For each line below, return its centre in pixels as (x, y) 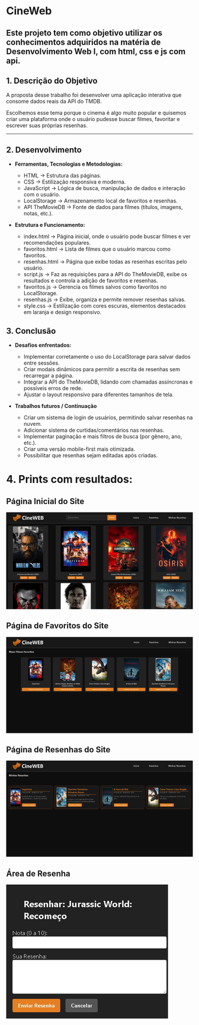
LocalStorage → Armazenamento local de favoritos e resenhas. (100, 201)
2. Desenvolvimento (44, 150)
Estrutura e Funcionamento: (50, 225)
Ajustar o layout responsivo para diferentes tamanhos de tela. (99, 395)
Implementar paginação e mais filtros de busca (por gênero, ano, (103, 436)
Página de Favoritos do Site (57, 626)
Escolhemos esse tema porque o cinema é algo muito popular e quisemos (96, 113)
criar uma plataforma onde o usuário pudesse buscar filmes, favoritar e (93, 119)
